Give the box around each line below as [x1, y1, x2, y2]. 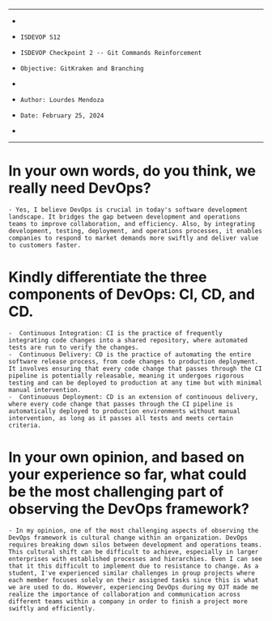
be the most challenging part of [8, 483, 224, 501]
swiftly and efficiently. [8, 604, 96, 612]
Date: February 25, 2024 [19, 112, 104, 120]
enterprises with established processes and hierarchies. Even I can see [8, 555, 263, 563]
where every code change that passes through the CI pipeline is [8, 400, 233, 408]
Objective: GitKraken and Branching [19, 65, 144, 73]
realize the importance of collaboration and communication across [8, 590, 241, 598]
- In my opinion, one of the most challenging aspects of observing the [8, 526, 259, 534]
